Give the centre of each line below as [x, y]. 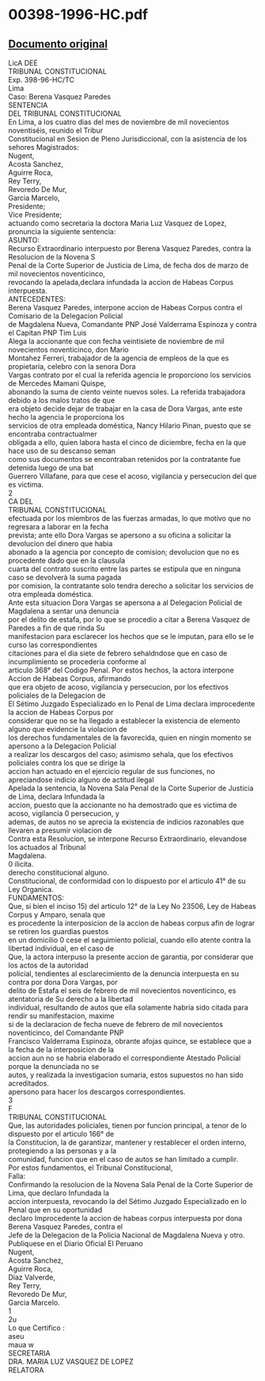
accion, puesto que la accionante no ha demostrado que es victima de [123, 805]
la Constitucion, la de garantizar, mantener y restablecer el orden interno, [127, 1142]
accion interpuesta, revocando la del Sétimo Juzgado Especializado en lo [127, 1201]
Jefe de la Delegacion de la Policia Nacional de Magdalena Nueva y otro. [127, 1235]
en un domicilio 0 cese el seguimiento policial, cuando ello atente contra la [130, 940]
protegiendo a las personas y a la [62, 1151]
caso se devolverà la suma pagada [65, 577]
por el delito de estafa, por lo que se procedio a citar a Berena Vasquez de [129, 619]
